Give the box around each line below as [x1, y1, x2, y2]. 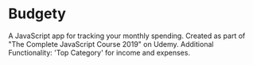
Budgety [8, 5, 66, 23]
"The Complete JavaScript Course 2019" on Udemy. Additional [8, 39, 214, 48]
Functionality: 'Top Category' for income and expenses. [8, 48, 191, 57]
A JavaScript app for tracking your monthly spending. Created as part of [8, 31, 246, 40]
